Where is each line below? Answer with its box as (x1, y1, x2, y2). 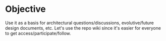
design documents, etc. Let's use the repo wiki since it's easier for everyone (5, 25, 161, 31)
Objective (5, 3, 46, 15)
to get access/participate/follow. (5, 30, 71, 36)
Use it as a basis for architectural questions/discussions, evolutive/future (5, 20, 154, 26)
